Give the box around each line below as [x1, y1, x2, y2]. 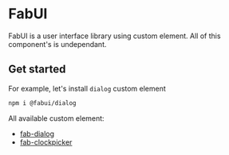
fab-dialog [19, 129, 54, 138]
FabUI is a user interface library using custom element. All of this [8, 31, 221, 41]
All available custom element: [8, 113, 105, 123]
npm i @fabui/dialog [8, 99, 77, 107]
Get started [8, 63, 66, 76]
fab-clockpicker [19, 137, 73, 147]
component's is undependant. [8, 39, 107, 48]
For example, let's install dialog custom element [8, 83, 166, 93]
